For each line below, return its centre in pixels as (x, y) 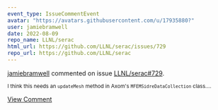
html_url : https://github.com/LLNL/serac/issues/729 (87, 47)
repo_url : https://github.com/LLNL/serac (69, 54)
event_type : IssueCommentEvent (53, 14)
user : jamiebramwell (38, 27)
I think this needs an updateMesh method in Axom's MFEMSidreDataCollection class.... (109, 86)
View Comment (30, 99)
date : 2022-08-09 (33, 33)
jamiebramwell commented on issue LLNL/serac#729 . (86, 73)
